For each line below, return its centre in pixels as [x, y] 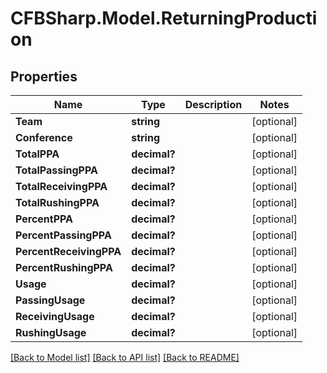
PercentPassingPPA [63, 235]
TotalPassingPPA [56, 170]
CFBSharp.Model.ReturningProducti [164, 18]
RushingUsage [51, 332]
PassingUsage [50, 300]
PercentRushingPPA [64, 267]
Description [213, 104]
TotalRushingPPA [57, 202]
